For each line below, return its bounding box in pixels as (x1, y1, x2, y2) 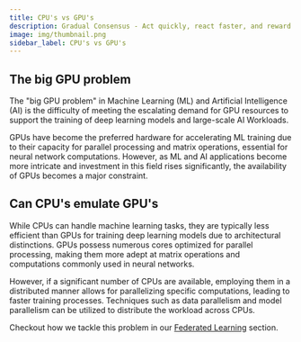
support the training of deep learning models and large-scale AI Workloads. (9, 114, 289, 126)
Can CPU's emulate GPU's (9, 196, 159, 211)
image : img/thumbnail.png (9, 30, 106, 39)
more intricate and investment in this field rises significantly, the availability (9, 161, 288, 172)
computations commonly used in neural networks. (9, 258, 195, 269)
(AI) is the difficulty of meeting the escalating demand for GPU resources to (9, 105, 289, 116)
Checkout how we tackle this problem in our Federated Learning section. (9, 321, 279, 333)
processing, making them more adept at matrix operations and (9, 248, 241, 259)
